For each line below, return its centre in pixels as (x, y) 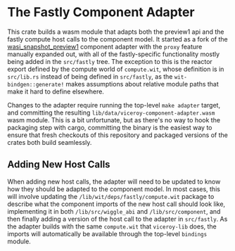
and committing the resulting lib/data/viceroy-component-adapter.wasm (111, 112)
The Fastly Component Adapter (101, 12)
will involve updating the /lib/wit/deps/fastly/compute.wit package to (111, 196)
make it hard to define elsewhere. (56, 91)
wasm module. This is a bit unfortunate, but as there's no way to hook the (114, 120)
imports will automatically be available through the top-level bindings (107, 233)
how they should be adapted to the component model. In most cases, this (114, 189)
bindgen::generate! (36, 84)
